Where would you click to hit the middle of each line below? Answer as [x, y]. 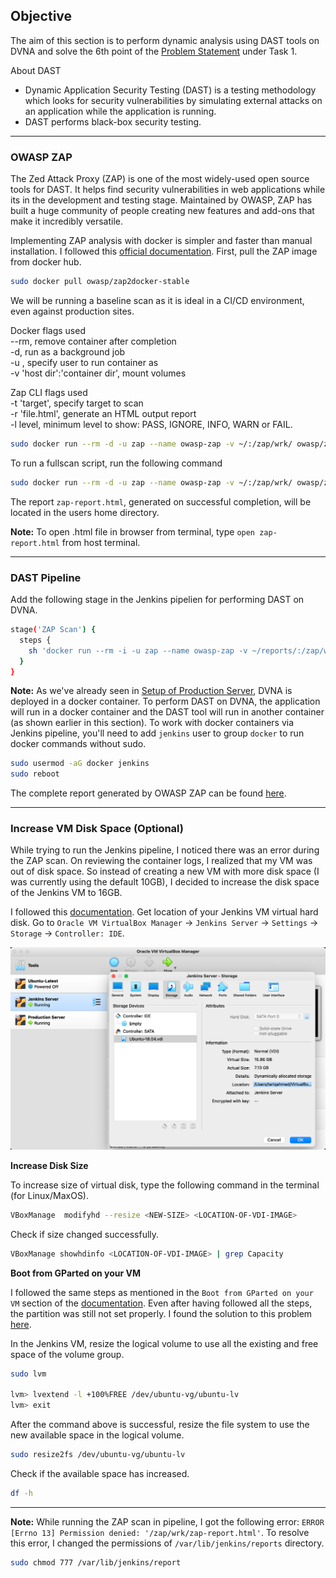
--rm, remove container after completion [93, 341]
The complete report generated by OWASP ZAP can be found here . [148, 793]
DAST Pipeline [46, 577]
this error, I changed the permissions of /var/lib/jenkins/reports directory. [167, 1543]
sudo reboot [35, 774]
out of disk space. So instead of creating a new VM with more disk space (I [165, 871]
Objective [41, 16]
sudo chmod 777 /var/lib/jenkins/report [96, 1562]
